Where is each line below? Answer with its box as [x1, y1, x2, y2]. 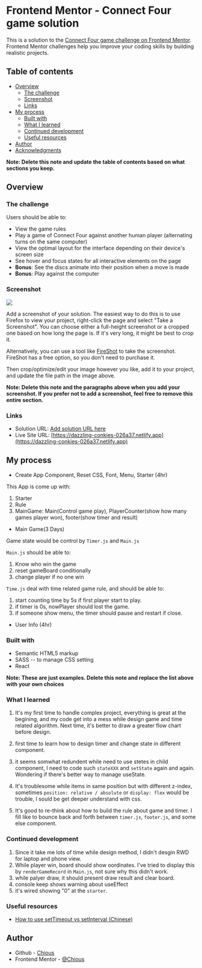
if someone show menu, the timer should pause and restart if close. [14, 609, 183, 616]
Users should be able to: [6, 214, 67, 221]
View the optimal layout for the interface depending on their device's [14, 244, 185, 252]
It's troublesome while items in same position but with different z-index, [14, 783, 192, 790]
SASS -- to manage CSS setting [14, 656, 94, 663]
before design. [14, 728, 52, 736]
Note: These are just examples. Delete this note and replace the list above [6, 674, 194, 681]
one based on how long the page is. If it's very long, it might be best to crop [6, 329, 194, 337]
